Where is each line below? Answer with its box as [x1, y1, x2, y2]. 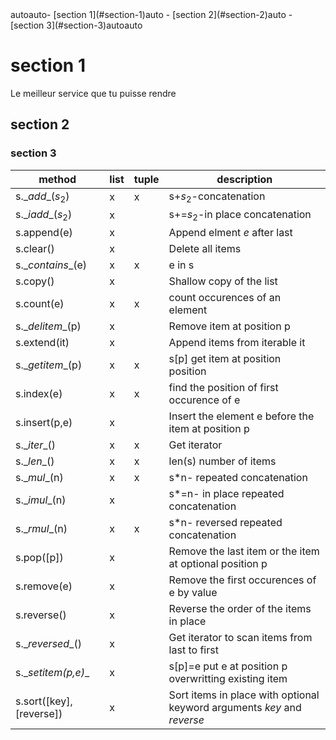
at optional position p [168, 557, 268, 570]
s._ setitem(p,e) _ [15, 666, 90, 679]
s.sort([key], [15, 694, 73, 708]
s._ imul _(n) [15, 493, 67, 507]
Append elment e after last [168, 226, 293, 239]
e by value [168, 586, 218, 599]
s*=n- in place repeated [168, 487, 285, 500]
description [216, 172, 273, 186]
